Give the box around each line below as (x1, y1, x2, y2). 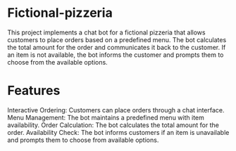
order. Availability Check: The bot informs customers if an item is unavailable (7, 128, 230, 136)
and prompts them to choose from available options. (7, 136, 159, 144)
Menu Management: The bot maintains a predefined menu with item (7, 113, 204, 122)
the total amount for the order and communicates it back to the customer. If (7, 43, 226, 51)
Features (7, 83, 61, 99)
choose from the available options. (7, 58, 108, 66)
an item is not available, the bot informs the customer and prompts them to (7, 51, 224, 59)
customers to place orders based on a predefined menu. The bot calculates (7, 35, 227, 44)
